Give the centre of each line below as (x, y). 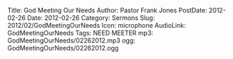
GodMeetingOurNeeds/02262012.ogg (63, 48)
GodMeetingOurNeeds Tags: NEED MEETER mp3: (81, 33)
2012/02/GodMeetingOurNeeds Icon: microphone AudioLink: (97, 25)
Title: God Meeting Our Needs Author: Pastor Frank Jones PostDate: (108, 10)
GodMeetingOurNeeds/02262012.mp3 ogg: (71, 41)
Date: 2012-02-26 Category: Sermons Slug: (91, 18)
